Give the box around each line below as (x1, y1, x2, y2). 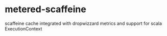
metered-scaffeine (5, 4, 86, 15)
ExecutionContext (5, 25, 42, 31)
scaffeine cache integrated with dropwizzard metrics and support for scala (5, 20, 162, 26)
